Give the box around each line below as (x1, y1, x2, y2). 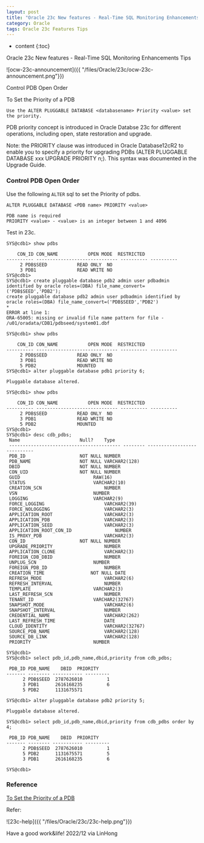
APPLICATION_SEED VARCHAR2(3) (8, 522, 135, 528)
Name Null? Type (8, 437, 115, 443)
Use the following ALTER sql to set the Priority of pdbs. (6, 190, 141, 197)
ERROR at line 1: (6, 309, 50, 316)
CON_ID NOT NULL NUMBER (8, 538, 121, 544)
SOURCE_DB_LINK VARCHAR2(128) (8, 633, 140, 640)
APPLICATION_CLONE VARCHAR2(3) (8, 548, 135, 555)
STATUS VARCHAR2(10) (8, 479, 126, 486)
